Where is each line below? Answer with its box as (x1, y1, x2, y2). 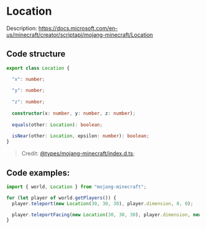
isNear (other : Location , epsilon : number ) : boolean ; (12, 133, 150, 139)
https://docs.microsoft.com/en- (38, 24, 118, 32)
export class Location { (6, 65, 70, 71)
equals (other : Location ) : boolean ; (12, 121, 103, 128)
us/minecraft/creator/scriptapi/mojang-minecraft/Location (6, 31, 153, 38)
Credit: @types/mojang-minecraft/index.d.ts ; (21, 150, 135, 157)
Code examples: (6, 167, 70, 178)
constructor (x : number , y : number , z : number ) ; (12, 110, 136, 116)
